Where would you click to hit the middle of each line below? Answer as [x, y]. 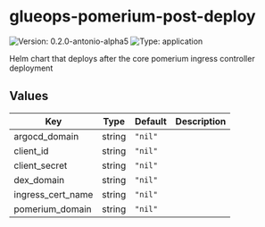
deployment [31, 68]
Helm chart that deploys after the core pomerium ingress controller [132, 58]
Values [29, 96]
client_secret [41, 165]
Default [151, 121]
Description [201, 121]
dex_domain [39, 180]
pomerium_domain [53, 209]
